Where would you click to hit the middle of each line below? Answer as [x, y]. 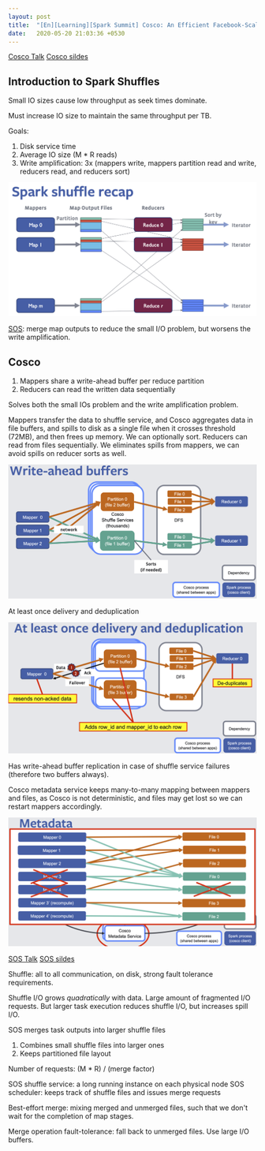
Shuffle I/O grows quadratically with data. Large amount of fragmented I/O [129, 998]
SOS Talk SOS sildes [41, 959]
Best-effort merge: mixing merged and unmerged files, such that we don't [128, 1108]
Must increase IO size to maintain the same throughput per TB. [110, 116]
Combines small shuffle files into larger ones [92, 1045]
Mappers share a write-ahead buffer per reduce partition [112, 381]
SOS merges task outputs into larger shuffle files [87, 1030]
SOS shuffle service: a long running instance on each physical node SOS [126, 1084]
